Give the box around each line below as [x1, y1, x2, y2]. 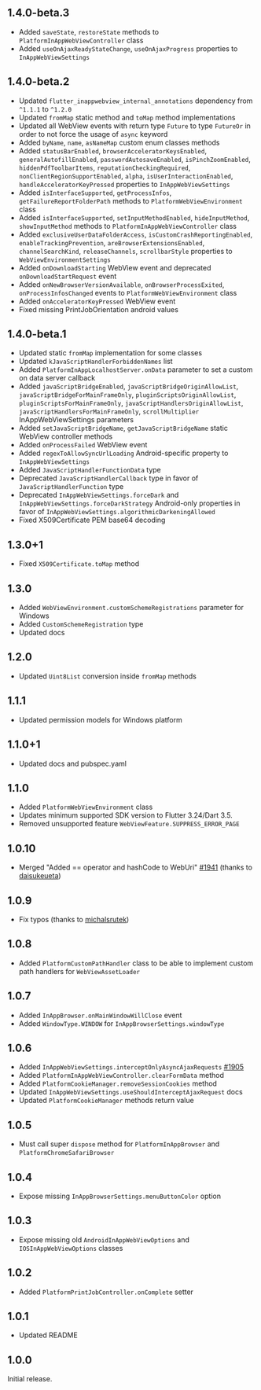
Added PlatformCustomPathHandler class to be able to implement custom [18, 958, 254, 968]
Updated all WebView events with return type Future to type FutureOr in [18, 121, 251, 131]
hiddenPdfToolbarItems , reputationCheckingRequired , [18, 163, 191, 172]
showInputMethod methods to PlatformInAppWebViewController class [18, 221, 237, 230]
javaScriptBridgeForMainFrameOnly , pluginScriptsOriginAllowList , [18, 390, 237, 399]
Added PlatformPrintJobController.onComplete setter [18, 1287, 194, 1296]
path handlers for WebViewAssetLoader [18, 966, 141, 976]
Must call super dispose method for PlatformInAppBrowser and [18, 1139, 220, 1149]
